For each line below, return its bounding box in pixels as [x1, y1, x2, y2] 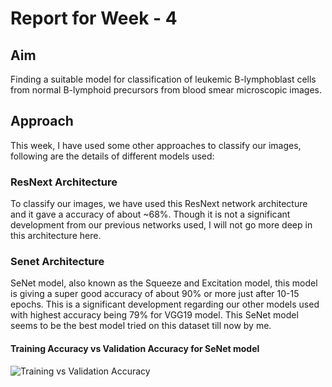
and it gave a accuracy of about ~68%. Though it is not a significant [10, 208, 291, 221]
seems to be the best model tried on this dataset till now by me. [10, 320, 272, 332]
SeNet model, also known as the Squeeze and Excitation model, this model [10, 277, 318, 289]
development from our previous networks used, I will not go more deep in [10, 219, 313, 231]
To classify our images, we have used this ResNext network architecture [10, 198, 308, 210]
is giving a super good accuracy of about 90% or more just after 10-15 [10, 288, 300, 300]
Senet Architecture [10, 255, 105, 269]
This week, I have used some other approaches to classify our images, [10, 139, 302, 151]
